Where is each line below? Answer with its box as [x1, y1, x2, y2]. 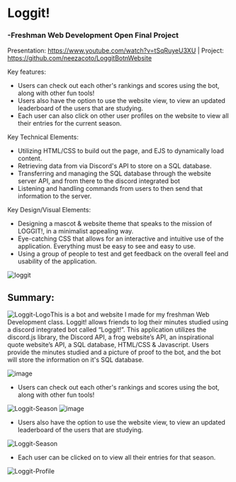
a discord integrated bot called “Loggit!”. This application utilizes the [7, 325, 207, 334]
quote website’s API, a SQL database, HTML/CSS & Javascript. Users [7, 341, 209, 349]
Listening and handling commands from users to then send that [17, 185, 203, 193]
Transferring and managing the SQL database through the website [17, 169, 211, 178]
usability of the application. [17, 257, 97, 265]
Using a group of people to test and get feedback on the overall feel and [17, 250, 229, 258]
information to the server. [17, 192, 92, 200]
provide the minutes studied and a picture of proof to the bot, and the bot [7, 348, 221, 356]
